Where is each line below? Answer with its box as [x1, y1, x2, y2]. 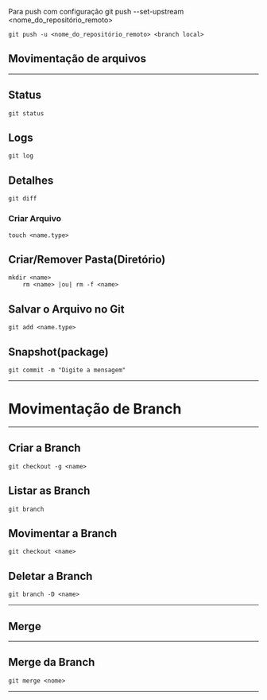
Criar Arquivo [8, 213, 62, 224]
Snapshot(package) [8, 345, 109, 359]
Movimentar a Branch [8, 527, 118, 540]
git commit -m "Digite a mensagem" [8, 366, 126, 374]
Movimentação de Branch [8, 400, 182, 418]
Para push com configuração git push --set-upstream [8, 7, 184, 16]
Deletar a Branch [8, 569, 93, 583]
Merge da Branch [8, 655, 95, 669]
